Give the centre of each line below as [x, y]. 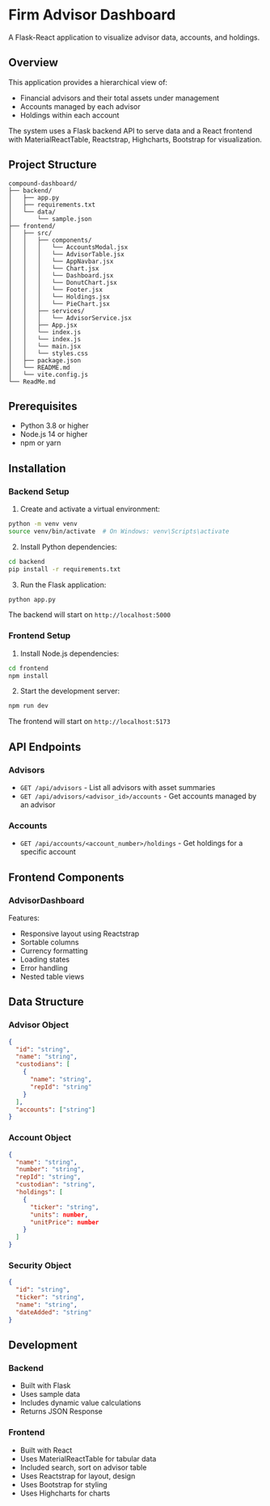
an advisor [38, 805]
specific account [48, 852]
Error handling [44, 968]
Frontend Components [66, 877]
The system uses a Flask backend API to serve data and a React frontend [131, 130]
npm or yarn [40, 443]
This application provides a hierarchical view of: [88, 82]
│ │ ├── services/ [46, 311]
